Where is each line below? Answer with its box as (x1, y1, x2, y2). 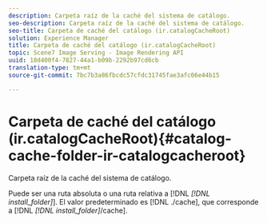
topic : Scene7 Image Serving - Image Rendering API (8, 49, 184, 57)
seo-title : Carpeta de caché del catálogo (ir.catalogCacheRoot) (8, 26, 230, 34)
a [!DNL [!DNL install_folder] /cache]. (8, 205, 128, 215)
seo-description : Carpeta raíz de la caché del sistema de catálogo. (8, 19, 245, 27)
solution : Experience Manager (8, 34, 110, 42)
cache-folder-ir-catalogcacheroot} (8, 146, 246, 165)
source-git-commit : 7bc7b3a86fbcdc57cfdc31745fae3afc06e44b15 (8, 71, 220, 79)
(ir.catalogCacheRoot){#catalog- (8, 129, 232, 148)
